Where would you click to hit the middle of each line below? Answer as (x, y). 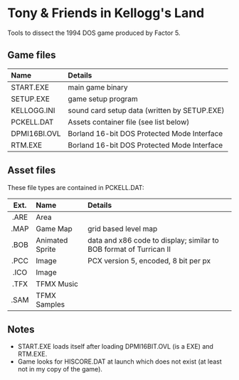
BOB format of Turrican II (129, 249)
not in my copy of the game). (60, 369)
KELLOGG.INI (33, 110)
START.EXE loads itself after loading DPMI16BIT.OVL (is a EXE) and (115, 347)
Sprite (46, 249)
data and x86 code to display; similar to (153, 240)
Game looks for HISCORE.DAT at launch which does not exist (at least (119, 361)
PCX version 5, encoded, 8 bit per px (149, 260)
